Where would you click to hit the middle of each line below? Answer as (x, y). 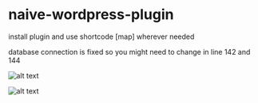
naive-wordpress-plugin (91, 15)
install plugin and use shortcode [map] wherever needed (101, 36)
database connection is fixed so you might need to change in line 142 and (129, 51)
